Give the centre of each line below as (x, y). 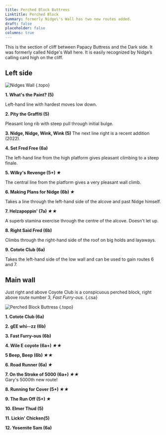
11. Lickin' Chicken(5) (28, 418)
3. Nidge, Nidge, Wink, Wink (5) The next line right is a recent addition (77, 133)
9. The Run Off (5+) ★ (28, 399)
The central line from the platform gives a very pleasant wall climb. (73, 182)
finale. (12, 163)
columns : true (20, 33)
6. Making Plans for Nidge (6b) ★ (40, 192)
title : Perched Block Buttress (37, 10)
